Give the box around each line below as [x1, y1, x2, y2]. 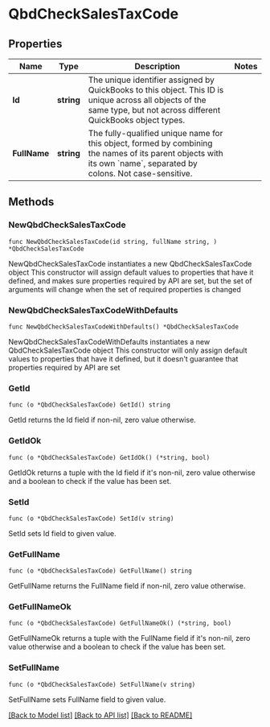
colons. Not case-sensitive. [88, 168, 193, 179]
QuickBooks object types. [88, 114, 186, 126]
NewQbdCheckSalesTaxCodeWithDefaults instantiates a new [8, 337, 211, 346]
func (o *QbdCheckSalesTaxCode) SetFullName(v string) [8, 680, 196, 688]
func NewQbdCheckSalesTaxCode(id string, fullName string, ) [8, 238, 218, 246]
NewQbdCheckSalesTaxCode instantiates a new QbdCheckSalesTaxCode [8, 258, 252, 268]
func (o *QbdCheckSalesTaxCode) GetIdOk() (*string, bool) [8, 453, 211, 461]
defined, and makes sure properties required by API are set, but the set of [8, 275, 253, 286]
